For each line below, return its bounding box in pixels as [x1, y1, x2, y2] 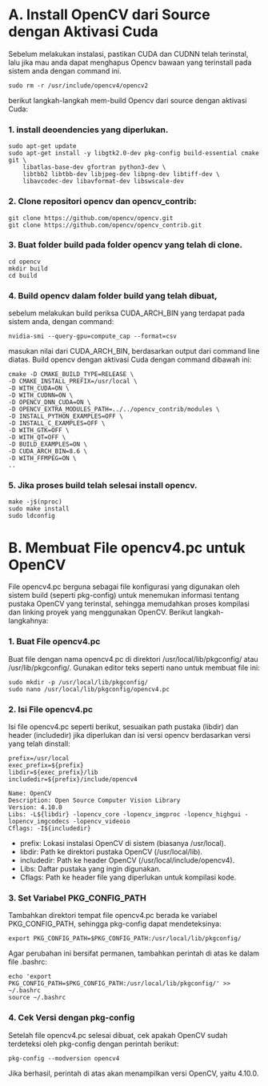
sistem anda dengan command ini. [8, 66, 122, 75]
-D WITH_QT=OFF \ [8, 434, 66, 442]
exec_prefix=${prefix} [8, 761, 84, 769]
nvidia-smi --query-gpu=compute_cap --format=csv [8, 332, 178, 341]
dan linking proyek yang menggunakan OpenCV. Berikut [8, 607, 194, 617]
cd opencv [8, 258, 42, 266]
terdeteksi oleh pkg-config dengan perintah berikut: [8, 1039, 179, 1048]
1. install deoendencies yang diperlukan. [8, 124, 169, 135]
